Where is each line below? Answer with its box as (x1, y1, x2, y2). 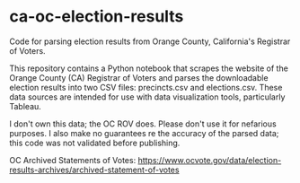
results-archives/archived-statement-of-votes (9, 164, 180, 175)
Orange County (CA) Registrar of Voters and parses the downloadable (9, 72, 269, 83)
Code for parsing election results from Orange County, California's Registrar (9, 36, 291, 47)
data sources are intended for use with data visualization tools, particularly (9, 91, 286, 102)
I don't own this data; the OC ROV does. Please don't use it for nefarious (9, 118, 277, 129)
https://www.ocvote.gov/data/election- (137, 154, 282, 165)
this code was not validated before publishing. (9, 137, 181, 148)
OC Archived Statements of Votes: (9, 154, 137, 165)
